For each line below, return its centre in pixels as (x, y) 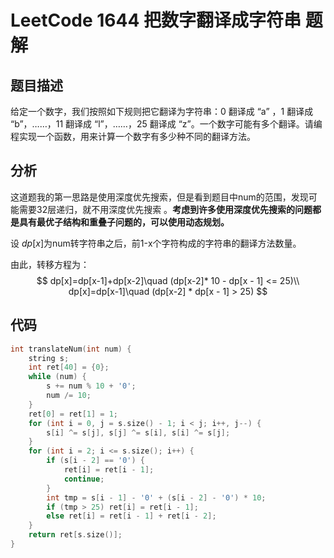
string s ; (49, 358)
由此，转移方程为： (50, 264)
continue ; (84, 479)
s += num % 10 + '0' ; (91, 386)
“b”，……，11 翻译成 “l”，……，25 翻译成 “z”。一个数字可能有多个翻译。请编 (166, 124)
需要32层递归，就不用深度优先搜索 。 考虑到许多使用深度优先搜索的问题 (165, 209)
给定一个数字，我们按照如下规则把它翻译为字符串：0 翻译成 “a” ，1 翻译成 (162, 111)
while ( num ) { (57, 377)
